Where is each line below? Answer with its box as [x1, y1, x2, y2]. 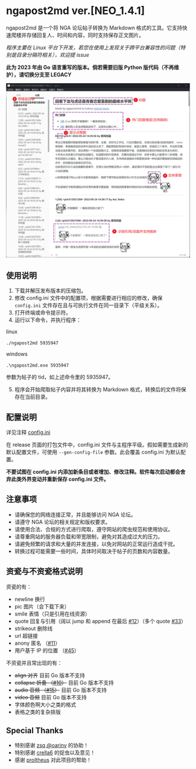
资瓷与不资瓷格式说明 [6, 566, 83, 576]
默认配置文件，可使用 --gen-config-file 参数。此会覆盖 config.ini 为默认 [6, 449, 181, 455]
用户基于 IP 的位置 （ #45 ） [14, 647, 80, 654]
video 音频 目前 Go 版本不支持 [14, 693, 87, 700]
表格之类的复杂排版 [14, 708, 61, 715]
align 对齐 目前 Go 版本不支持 [14, 672, 85, 679]
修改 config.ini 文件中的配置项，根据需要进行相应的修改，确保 [14, 295, 163, 302]
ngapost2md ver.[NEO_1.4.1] [6, 4, 145, 18]
